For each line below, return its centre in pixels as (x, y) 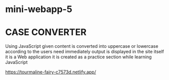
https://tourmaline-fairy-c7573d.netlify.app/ (51, 72)
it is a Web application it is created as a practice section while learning (78, 57)
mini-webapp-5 (39, 9)
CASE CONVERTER (46, 32)
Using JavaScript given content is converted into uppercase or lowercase (82, 46)
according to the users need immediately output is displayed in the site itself (85, 52)
